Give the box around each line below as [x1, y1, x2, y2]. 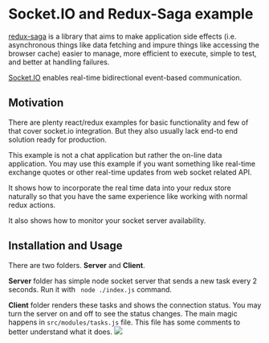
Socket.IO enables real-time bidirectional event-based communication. [8, 72, 243, 82]
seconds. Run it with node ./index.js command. [8, 284, 173, 294]
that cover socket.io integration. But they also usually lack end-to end [8, 126, 238, 135]
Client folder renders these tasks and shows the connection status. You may [8, 300, 262, 310]
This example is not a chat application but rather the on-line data [8, 150, 222, 159]
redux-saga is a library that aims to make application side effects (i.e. [8, 31, 237, 41]
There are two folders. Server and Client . [8, 260, 146, 270]
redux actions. [8, 200, 56, 209]
